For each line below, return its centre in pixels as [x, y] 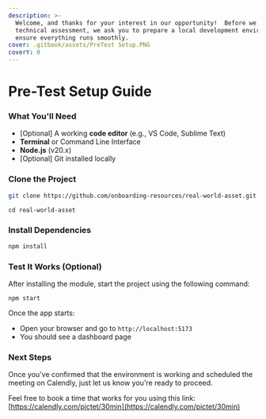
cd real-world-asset [42, 210]
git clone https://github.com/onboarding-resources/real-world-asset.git [133, 196]
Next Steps [30, 357]
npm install [28, 246]
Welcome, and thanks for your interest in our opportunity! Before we [136, 23]
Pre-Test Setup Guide [80, 91]
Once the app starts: [42, 313]
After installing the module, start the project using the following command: [129, 284]
